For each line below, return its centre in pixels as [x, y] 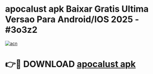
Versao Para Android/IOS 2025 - [72, 19]
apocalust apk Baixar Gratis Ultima [77, 9]
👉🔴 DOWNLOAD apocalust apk [70, 64]
